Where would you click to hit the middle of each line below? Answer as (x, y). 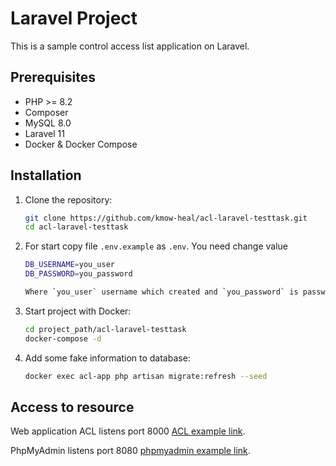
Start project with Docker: (78, 311)
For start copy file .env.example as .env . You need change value (156, 246)
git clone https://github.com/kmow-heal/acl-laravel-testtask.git (166, 218)
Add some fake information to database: (107, 358)
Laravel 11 (44, 133)
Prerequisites (53, 77)
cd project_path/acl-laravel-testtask (105, 329)
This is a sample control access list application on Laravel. (130, 46)
